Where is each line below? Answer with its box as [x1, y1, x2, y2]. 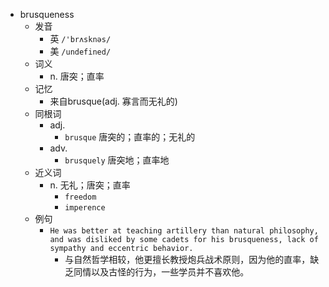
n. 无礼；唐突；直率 [49, 179, 131, 191]
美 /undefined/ [49, 45, 112, 57]
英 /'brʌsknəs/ [49, 33, 112, 44]
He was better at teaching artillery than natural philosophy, [49, 226, 319, 236]
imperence [64, 203, 106, 213]
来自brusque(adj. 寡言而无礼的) [49, 95, 178, 107]
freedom [64, 192, 97, 202]
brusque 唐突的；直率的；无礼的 [64, 131, 196, 143]
